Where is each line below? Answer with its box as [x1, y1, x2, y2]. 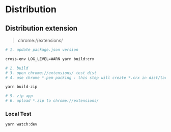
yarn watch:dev [5, 122, 38, 127]
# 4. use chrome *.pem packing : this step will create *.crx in [5, 75, 147, 80]
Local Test [5, 110, 32, 117]
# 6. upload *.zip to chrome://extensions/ [5, 98, 99, 103]
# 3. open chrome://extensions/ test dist [5, 70, 97, 75]
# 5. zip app [5, 93, 33, 99]
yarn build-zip [5, 84, 38, 90]
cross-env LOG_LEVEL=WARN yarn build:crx [5, 56, 95, 62]
